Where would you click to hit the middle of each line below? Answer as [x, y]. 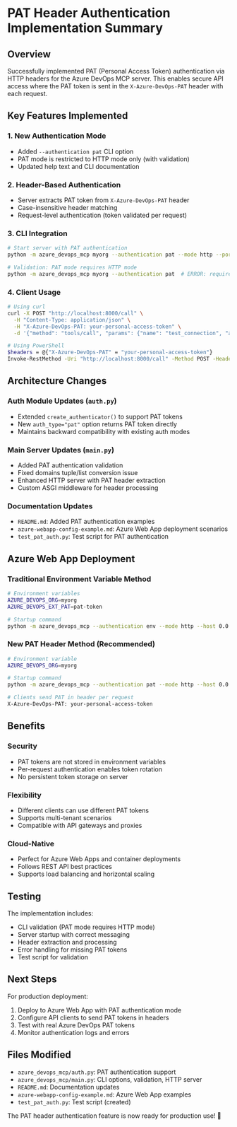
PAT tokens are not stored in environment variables [92, 761]
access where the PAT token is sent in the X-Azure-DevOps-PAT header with [115, 86]
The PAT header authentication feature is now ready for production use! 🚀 [115, 1116]
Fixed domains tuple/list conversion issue [78, 473]
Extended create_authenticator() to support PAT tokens [100, 416]
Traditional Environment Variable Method [79, 579]
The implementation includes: [50, 913]
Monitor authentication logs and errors [73, 1032]
